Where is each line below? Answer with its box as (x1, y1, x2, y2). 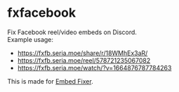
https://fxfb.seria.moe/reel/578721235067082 (17, 56, 151, 64)
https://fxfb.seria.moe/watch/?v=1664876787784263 (17, 63, 172, 72)
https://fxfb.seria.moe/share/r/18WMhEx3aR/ (17, 49, 148, 57)
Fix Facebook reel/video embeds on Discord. (7, 28, 137, 36)
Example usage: (7, 35, 54, 43)
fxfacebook (7, 5, 77, 21)
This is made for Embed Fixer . (7, 77, 93, 85)
